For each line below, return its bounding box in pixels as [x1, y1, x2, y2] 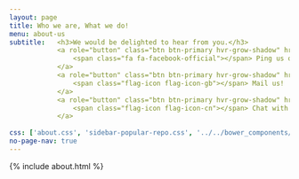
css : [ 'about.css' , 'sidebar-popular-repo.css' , [9, 128, 193, 137]
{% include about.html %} [9, 160, 104, 171]
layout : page [9, 12, 58, 22]
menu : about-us [9, 29, 66, 38]
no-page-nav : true [9, 136, 77, 145]
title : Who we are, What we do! [9, 21, 129, 30]
